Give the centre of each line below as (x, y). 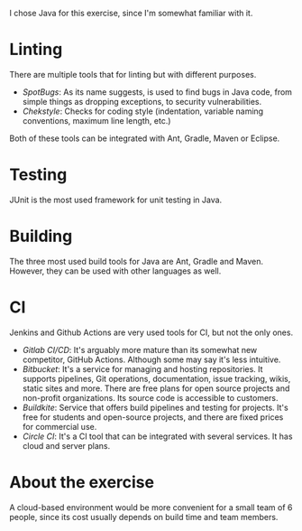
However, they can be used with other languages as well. (115, 271)
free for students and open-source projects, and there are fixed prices (153, 417)
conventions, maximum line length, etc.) (96, 120)
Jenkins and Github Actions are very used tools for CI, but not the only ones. (151, 332)
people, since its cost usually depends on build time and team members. (144, 517)
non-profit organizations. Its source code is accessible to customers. (150, 397)
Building (41, 236)
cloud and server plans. (66, 445)
